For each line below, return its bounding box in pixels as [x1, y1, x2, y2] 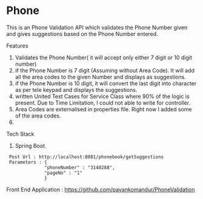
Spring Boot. [15, 142, 47, 149]
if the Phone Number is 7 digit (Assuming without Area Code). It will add [15, 66, 195, 74]
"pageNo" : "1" [44, 170, 83, 176]
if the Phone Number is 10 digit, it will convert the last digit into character [15, 80, 197, 87]
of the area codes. [15, 112, 61, 119]
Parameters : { [8, 159, 47, 165]
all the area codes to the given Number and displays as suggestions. [15, 73, 186, 80]
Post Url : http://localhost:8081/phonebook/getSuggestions [8, 153, 164, 160]
